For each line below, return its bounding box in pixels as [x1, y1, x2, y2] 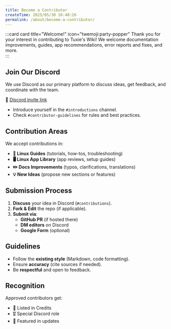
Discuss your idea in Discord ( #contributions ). [12, 200, 112, 206]
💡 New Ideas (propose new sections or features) [12, 171, 116, 177]
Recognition [5, 281, 45, 290]
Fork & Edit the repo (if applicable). [12, 205, 87, 212]
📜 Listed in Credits [12, 305, 52, 311]
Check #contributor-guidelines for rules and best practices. [12, 112, 142, 118]
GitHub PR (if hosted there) [20, 216, 78, 222]
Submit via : [12, 211, 37, 217]
